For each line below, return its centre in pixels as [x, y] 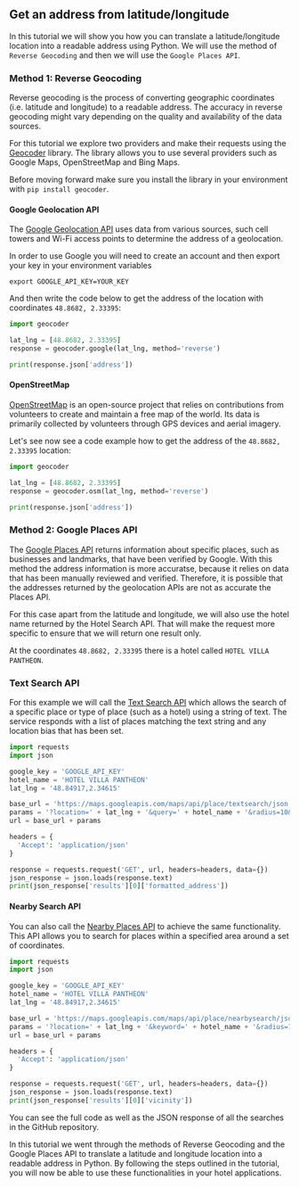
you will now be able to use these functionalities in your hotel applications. [145, 1173]
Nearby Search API [45, 906]
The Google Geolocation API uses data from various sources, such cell [139, 229]
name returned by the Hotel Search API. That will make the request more [142, 623]
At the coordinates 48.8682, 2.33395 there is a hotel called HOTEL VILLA [139, 650]
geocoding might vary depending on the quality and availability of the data [145, 117]
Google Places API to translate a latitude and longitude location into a [136, 1153]
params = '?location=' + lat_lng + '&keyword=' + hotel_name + [129, 1026]
